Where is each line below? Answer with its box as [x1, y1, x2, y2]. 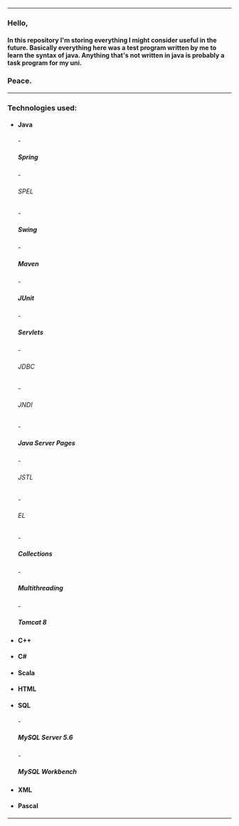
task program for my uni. [7, 58, 83, 67]
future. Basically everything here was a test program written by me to [7, 43, 217, 52]
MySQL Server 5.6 [17, 734, 73, 742]
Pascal [17, 802, 38, 810]
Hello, [7, 18, 28, 28]
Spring [17, 152, 38, 161]
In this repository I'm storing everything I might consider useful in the [7, 36, 217, 44]
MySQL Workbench [17, 768, 77, 776]
